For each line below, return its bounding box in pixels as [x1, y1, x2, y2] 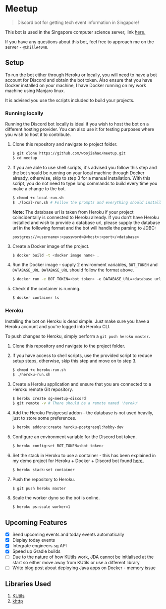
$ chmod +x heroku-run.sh [12, 367, 66, 372]
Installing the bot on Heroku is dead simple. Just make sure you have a [5, 318, 150, 324]
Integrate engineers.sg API [12, 543, 67, 549]
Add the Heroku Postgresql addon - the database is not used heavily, [12, 409, 154, 416]
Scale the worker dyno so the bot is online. [12, 495, 100, 501]
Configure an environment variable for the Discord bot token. [12, 434, 137, 440]
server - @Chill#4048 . [5, 44, 49, 50]
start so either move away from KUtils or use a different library [12, 560, 140, 566]
